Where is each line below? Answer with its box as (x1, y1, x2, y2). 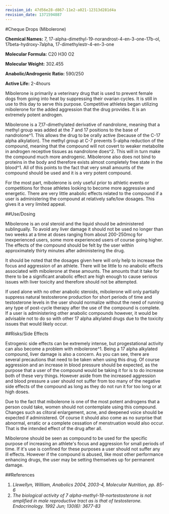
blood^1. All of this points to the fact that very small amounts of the (5, 164, 144, 170)
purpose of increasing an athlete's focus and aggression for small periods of (5, 440, 164, 446)
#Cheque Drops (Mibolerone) (5, 26, 67, 32)
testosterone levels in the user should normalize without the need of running (5, 299, 164, 305)
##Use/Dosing (5, 211, 35, 217)
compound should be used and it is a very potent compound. (5, 170, 132, 176)
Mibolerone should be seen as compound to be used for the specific (5, 435, 148, 441)
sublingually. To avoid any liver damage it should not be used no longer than (5, 226, 163, 232)
